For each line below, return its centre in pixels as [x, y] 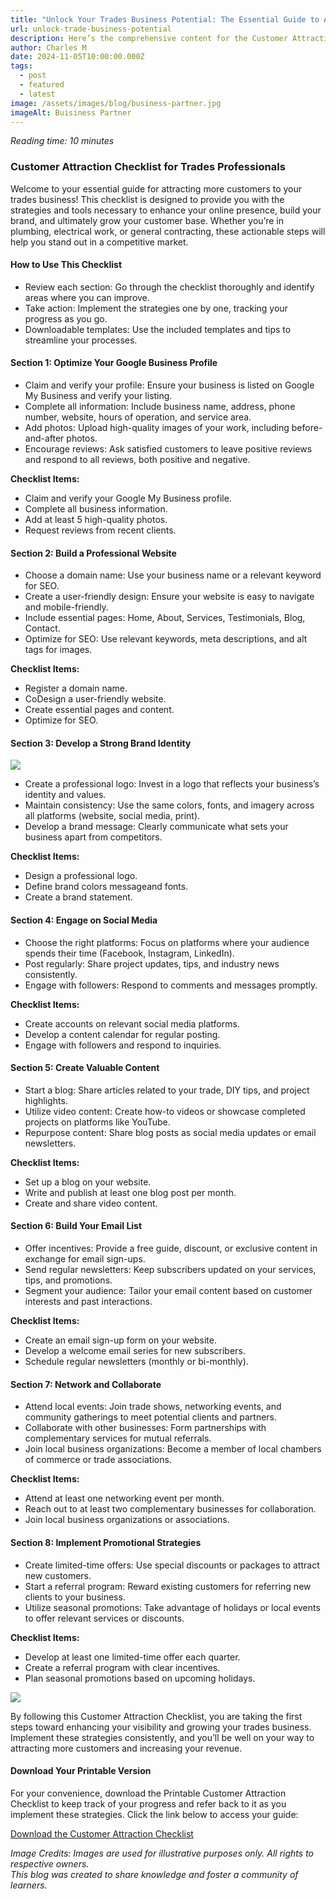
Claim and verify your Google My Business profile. [128, 498]
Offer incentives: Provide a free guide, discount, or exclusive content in [171, 1248]
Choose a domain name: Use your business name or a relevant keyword [173, 575]
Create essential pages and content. [99, 710]
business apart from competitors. [93, 837]
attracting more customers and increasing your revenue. [126, 1748]
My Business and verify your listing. [98, 396]
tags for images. [58, 650]
